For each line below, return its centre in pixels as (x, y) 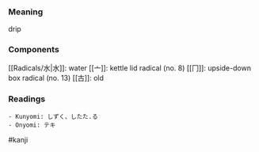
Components (34, 50)
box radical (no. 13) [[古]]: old (56, 78)
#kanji (18, 139)
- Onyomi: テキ (32, 125)
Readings (27, 99)
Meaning (26, 12)
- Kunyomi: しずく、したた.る (53, 116)
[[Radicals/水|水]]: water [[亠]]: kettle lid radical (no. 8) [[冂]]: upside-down (130, 68)
